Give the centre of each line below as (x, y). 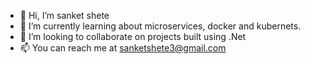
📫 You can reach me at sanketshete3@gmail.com (123, 48)
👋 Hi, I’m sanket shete (64, 15)
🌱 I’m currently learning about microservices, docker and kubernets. (160, 26)
